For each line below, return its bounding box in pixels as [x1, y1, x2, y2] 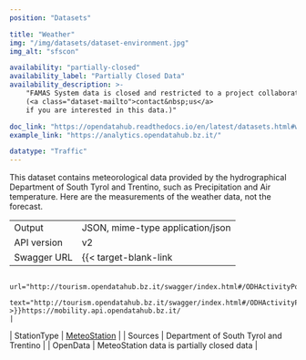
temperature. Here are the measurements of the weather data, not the [9, 191, 271, 202]
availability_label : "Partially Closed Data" [9, 72, 185, 81]
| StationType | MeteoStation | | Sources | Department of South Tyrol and [9, 330, 282, 342]
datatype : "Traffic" [9, 147, 88, 156]
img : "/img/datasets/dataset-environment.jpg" [9, 38, 189, 47]
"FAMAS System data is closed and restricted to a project [25, 88, 255, 98]
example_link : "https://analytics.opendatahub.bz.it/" [9, 130, 222, 139]
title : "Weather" [9, 29, 76, 39]
